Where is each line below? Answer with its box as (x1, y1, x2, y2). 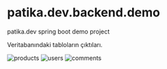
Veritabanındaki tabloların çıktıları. (7, 40, 103, 49)
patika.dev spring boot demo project (7, 27, 110, 36)
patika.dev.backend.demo (7, 5, 161, 20)
